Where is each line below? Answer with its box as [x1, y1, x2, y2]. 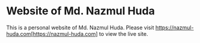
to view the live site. [98, 30, 148, 37]
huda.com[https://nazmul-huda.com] [6, 30, 98, 37]
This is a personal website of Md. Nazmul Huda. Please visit [6, 24, 154, 31]
